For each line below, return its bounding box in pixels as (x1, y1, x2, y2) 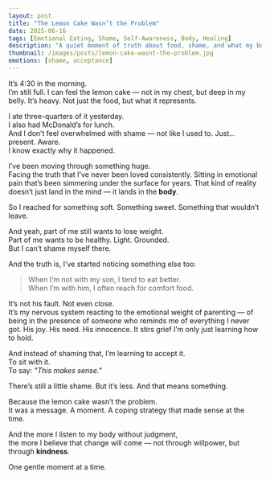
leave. (8, 211, 29, 220)
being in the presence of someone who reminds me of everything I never (8, 315, 250, 326)
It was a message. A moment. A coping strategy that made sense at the (8, 405, 245, 415)
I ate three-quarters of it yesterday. (8, 111, 125, 121)
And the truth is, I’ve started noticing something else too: (8, 259, 197, 269)
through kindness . (8, 446, 70, 456)
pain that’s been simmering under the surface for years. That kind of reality (8, 178, 257, 187)
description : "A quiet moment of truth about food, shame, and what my (8, 42, 253, 50)
